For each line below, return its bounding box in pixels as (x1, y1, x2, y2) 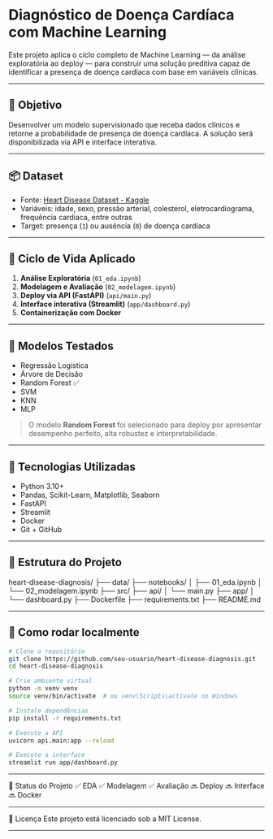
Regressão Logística (19, 361, 89, 370)
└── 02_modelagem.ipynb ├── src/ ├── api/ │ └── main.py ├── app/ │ (8, 586, 255, 595)
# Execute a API (8, 729, 63, 737)
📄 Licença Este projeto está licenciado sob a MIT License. (8, 814, 201, 824)
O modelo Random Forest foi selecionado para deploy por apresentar (28, 420, 262, 430)
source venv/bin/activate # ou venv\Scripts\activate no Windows (8, 692, 238, 700)
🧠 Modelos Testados (8, 339, 114, 352)
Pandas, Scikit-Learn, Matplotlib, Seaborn (19, 490, 160, 500)
